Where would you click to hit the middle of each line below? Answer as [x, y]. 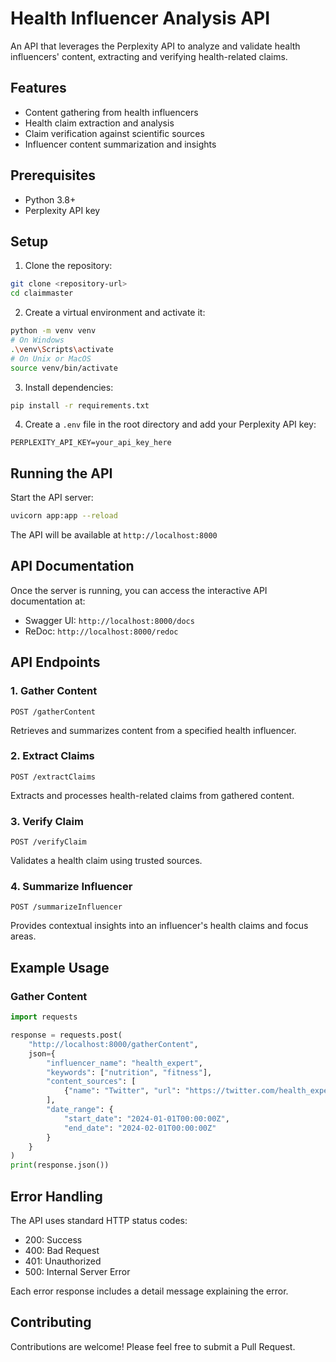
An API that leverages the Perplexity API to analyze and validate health [155, 46]
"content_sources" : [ [91, 1082]
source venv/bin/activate [64, 368]
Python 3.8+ [50, 199]
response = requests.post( [66, 1035]
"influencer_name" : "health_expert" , [124, 1063]
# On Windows [37, 340]
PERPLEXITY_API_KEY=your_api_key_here [91, 443]
